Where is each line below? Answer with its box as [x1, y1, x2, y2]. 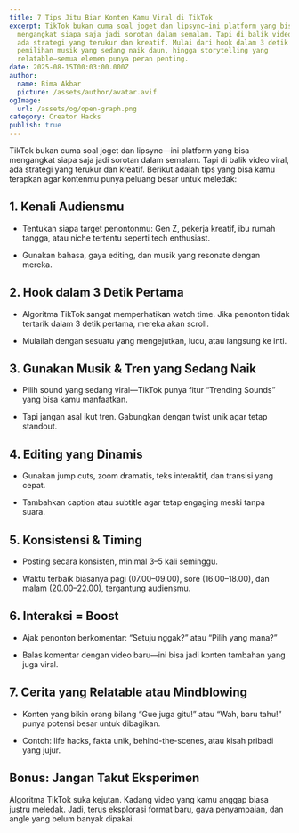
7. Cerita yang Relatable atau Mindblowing [9, 685, 247, 700]
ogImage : [9, 95, 42, 105]
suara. [21, 507, 46, 518]
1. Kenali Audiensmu [9, 200, 125, 215]
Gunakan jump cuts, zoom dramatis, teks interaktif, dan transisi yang [21, 470, 274, 481]
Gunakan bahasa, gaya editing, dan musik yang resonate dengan [21, 249, 261, 260]
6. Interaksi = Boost [9, 608, 119, 624]
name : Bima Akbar [17, 79, 82, 88]
